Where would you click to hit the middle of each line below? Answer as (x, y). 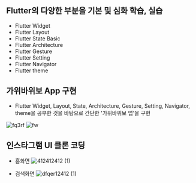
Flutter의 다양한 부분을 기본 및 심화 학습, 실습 (85, 11)
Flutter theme (31, 70)
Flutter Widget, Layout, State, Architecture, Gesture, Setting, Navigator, (102, 106)
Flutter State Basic (37, 39)
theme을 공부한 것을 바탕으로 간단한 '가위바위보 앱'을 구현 (83, 113)
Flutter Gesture (34, 51)
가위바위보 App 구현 (41, 91)
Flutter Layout (32, 32)
